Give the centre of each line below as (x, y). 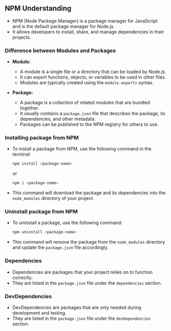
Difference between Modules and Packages (60, 50)
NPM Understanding (38, 8)
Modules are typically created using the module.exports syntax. (87, 83)
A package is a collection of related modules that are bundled (85, 103)
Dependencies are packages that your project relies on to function (82, 272)
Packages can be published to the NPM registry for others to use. (89, 124)
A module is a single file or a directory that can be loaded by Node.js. (93, 72)
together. (30, 108)
